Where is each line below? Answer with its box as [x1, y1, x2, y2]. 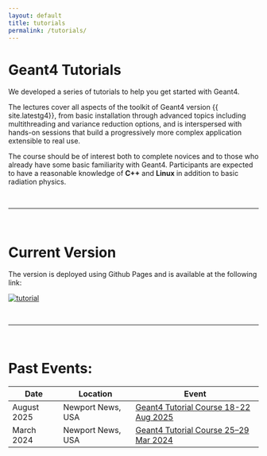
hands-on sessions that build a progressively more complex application [8, 128, 242, 138]
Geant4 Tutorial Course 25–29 [135, 425, 250, 436]
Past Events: [8, 360, 93, 378]
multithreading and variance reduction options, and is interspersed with [8, 119, 242, 129]
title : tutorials [8, 19, 66, 27]
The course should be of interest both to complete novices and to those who [8, 152, 259, 162]
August [12, 402, 40, 413]
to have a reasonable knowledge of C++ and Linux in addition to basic [8, 169, 239, 178]
